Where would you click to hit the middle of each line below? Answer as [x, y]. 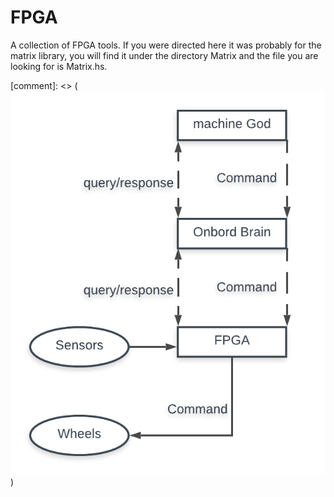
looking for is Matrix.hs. [59, 66]
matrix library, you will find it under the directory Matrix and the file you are [164, 55]
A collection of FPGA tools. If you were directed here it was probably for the [166, 45]
